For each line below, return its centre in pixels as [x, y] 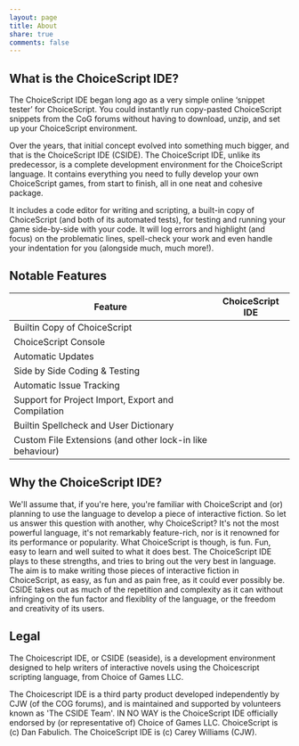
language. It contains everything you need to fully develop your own [134, 174]
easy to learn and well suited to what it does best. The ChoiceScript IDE [141, 551]
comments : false [39, 42]
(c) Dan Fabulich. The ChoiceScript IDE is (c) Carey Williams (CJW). [133, 732]
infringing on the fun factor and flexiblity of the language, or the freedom [142, 599]
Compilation [39, 411]
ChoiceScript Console [59, 341]
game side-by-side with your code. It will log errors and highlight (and [137, 229]
